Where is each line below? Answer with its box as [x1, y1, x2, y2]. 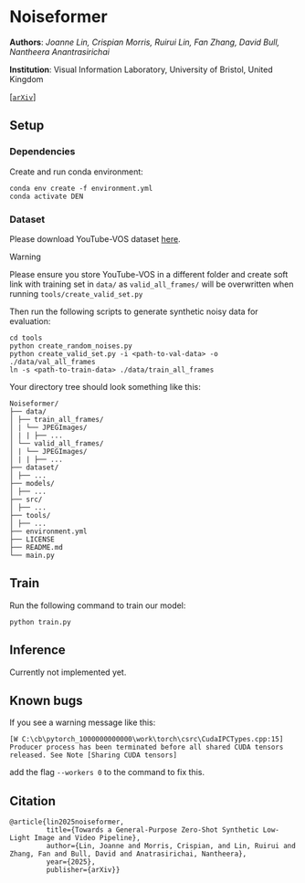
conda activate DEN [9, 192, 84, 201]
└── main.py [9, 551, 55, 560]
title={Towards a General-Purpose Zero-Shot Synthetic [46, 825, 259, 835]
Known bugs [9, 692, 84, 709]
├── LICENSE [9, 534, 55, 544]
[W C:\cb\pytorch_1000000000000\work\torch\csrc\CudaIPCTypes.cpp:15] [9, 735, 284, 744]
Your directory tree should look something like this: [9, 381, 201, 392]
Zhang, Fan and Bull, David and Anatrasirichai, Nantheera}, [9, 849, 247, 859]
